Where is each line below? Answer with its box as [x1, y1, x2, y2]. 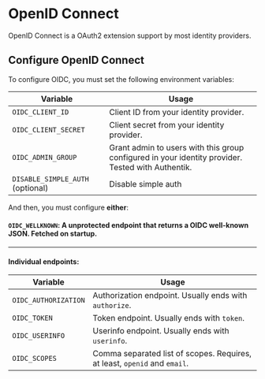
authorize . [92, 300, 132, 311]
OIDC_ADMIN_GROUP [12, 153, 77, 162]
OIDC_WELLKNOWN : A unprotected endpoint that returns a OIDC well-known [8, 221, 249, 230]
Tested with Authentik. [109, 162, 192, 173]
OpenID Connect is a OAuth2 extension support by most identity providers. [8, 31, 252, 40]
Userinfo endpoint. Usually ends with [92, 325, 230, 336]
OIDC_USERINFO [12, 332, 65, 340]
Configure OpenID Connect [8, 54, 144, 67]
